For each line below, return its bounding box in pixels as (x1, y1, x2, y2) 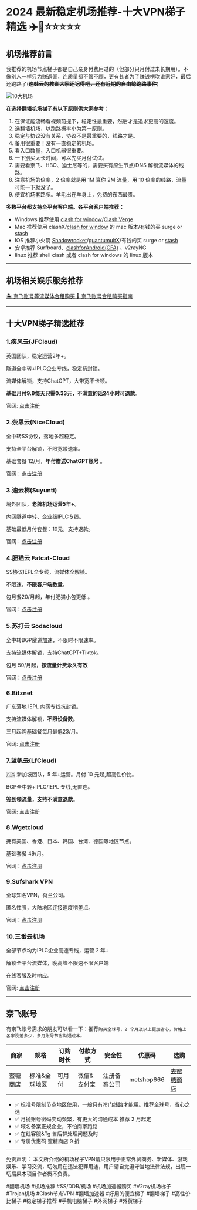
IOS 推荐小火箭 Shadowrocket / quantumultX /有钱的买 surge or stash (14, 237, 178, 244)
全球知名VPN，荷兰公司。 (6, 891, 69, 898)
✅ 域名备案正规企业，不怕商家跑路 (14, 1123, 98, 1130)
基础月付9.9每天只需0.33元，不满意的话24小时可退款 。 (6, 390, 141, 397)
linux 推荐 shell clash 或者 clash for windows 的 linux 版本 (14, 252, 154, 258)
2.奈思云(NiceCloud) (6, 418, 66, 426)
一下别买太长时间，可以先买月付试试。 (14, 154, 107, 161)
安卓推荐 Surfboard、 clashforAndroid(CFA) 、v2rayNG (14, 244, 147, 251)
